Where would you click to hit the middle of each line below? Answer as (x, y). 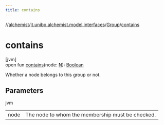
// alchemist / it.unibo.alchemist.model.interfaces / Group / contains (72, 24)
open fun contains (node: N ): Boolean (44, 65)
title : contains (23, 10)
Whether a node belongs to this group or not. (53, 74)
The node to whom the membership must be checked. (90, 115)
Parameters (24, 91)
